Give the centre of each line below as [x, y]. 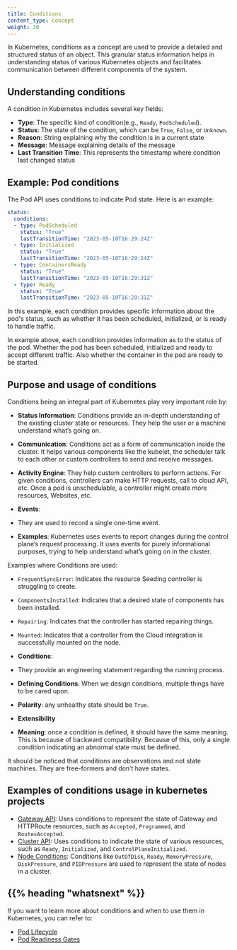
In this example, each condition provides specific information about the [111, 311]
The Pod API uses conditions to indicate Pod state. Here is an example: [111, 199]
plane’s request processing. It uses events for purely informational [114, 544]
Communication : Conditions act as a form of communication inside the [121, 444]
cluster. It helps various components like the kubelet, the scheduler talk [121, 452]
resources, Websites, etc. [54, 495]
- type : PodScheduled [46, 225]
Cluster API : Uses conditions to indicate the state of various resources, [121, 841]
